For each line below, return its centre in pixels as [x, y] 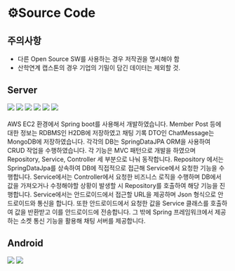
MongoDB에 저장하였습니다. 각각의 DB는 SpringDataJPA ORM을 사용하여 [109, 141]
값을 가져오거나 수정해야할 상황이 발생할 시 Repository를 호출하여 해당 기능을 [113, 185]
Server [22, 90]
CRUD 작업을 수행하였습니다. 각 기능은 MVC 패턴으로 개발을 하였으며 [102, 150]
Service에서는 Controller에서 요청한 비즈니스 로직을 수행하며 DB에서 [128, 177]
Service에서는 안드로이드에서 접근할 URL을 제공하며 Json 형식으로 [125, 194]
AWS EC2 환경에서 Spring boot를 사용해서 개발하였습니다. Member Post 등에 [114, 124]
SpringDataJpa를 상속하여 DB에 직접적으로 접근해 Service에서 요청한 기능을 [112, 168]
